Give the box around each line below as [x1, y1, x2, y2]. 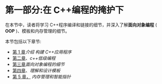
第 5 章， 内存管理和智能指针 [12, 74, 71, 80]
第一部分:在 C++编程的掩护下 [5, 4, 124, 16]
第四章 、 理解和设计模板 [12, 67, 60, 73]
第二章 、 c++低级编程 [12, 55, 56, 61]
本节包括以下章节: [5, 38, 42, 44]
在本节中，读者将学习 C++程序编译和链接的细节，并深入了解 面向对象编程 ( [5, 22, 157, 28]
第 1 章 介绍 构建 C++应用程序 [12, 49, 72, 55]
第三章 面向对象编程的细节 [12, 61, 65, 67]
